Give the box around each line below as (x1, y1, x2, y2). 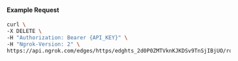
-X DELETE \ (6, 28, 42, 35)
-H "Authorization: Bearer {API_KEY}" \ (6, 34, 129, 41)
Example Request (6, 6, 60, 14)
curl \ (6, 21, 26, 28)
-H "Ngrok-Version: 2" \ (6, 41, 80, 48)
